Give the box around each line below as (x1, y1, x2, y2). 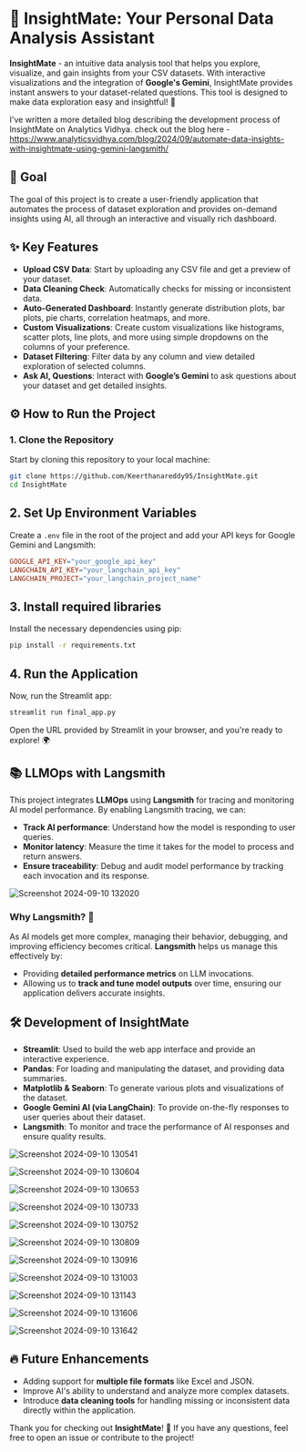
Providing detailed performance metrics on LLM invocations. (22, 967, 255, 978)
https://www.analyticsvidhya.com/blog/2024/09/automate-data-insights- (9, 133, 285, 144)
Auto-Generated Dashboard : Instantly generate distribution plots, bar (22, 302, 285, 313)
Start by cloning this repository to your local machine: (9, 455, 211, 465)
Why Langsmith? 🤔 (9, 910, 95, 923)
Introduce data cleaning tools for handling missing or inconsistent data (22, 1395, 291, 1406)
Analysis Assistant (9, 27, 155, 48)
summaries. (22, 1072, 67, 1083)
